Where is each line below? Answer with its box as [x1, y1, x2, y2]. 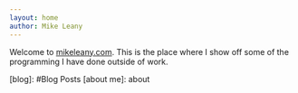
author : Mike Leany [9, 22, 83, 31]
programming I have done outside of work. [9, 56, 168, 67]
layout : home [9, 13, 59, 23]
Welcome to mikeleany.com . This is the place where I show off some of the [9, 46, 290, 57]
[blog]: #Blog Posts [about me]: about [9, 73, 150, 84]
